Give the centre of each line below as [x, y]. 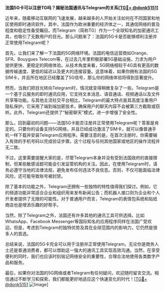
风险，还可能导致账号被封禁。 [35, 176]
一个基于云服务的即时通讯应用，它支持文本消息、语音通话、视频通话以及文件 [82, 94]
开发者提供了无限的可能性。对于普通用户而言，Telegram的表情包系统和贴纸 [81, 199]
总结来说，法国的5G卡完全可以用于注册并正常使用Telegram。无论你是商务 [80, 244]
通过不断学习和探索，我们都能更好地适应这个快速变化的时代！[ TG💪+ [78, 279]
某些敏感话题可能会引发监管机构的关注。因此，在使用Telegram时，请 [88, 164]
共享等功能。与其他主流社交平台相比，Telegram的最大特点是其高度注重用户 [81, 100]
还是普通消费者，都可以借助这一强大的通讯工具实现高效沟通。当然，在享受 [84, 250]
